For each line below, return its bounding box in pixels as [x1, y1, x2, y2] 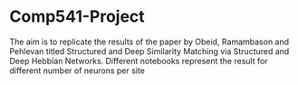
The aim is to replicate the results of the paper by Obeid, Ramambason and [9, 36, 290, 47]
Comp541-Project [9, 6, 145, 27]
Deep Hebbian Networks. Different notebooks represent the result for [9, 55, 269, 66]
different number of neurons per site [9, 65, 145, 76]
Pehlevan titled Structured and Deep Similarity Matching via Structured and [9, 45, 290, 56]
